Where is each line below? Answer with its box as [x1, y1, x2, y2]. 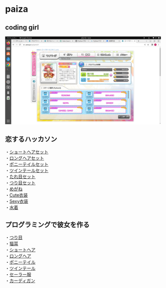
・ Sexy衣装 [5, 199, 29, 205]
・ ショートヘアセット [5, 149, 48, 155]
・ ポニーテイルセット [5, 162, 48, 167]
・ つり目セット [5, 180, 36, 186]
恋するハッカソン [5, 135, 57, 143]
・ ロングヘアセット [5, 155, 44, 161]
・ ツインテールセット [5, 167, 48, 173]
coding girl [5, 23, 40, 32]
